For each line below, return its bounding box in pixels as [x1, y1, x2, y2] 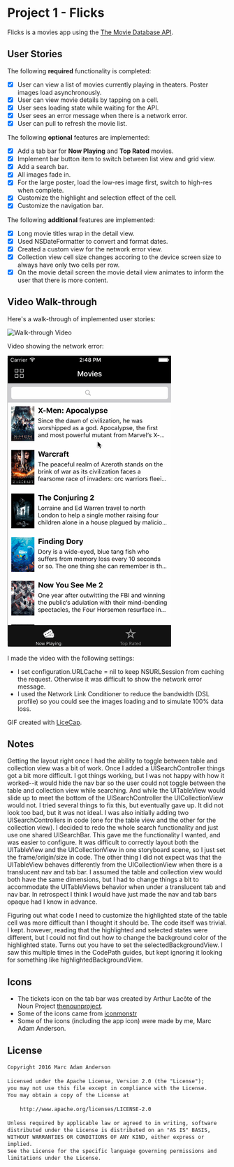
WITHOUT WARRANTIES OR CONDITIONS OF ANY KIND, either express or [7, 1133, 205, 1141]
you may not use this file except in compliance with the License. [7, 1085, 208, 1092]
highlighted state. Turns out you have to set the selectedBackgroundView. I [7, 941, 223, 949]
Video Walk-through [7, 296, 98, 308]
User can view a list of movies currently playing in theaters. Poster [17, 80, 208, 89]
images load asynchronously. [17, 88, 102, 96]
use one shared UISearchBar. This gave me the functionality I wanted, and [7, 831, 221, 839]
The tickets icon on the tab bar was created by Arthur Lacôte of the [17, 994, 212, 1003]
